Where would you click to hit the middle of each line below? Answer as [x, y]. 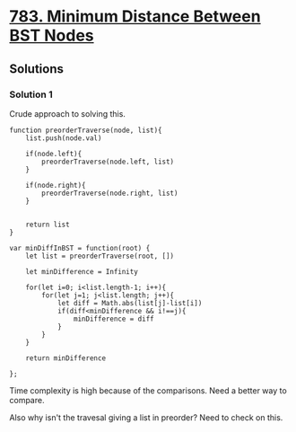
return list [48, 225]
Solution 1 [31, 94]
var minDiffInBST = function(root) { [80, 248]
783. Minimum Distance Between [135, 17]
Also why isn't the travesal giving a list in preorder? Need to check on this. [146, 417]
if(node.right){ [56, 185]
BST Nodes [52, 35]
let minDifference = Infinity [82, 271]
